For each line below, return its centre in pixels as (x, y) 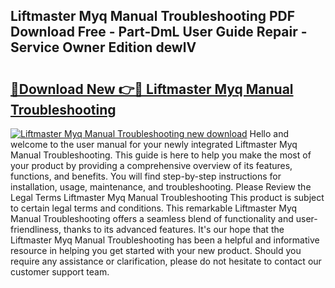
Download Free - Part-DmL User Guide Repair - (159, 32)
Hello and (269, 133)
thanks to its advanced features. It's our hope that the (174, 229)
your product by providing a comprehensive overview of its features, (151, 165)
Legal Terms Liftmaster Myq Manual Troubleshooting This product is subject (167, 197)
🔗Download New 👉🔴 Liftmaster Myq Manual (152, 89)
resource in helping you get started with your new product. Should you (156, 250)
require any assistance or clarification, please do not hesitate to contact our (166, 261)
